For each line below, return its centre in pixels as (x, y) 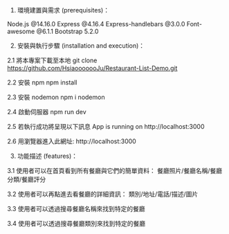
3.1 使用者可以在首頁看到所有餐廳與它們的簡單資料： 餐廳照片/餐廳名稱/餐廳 (115, 171)
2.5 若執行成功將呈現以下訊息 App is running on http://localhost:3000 (106, 126)
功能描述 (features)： (47, 156)
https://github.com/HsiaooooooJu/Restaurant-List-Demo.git (92, 68)
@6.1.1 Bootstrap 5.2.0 (67, 31)
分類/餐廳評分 (27, 179)
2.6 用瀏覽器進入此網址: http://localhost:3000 (72, 141)
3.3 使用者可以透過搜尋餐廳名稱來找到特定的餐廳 (76, 209)
